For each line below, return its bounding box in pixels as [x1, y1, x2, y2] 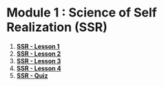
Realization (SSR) [6, 19, 107, 35]
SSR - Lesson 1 [16, 42, 60, 50]
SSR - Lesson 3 [16, 56, 61, 65]
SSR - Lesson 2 [16, 50, 61, 58]
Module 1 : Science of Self [6, 5, 157, 21]
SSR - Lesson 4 [16, 64, 61, 72]
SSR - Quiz [16, 71, 48, 80]
